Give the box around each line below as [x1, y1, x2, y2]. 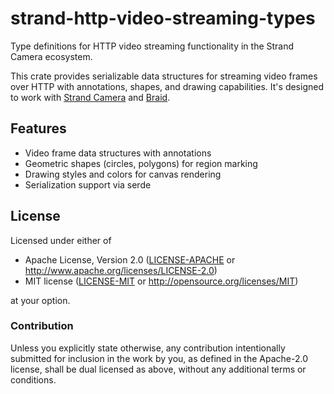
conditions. [10, 373, 57, 386]
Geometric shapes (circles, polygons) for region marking [24, 157, 258, 169]
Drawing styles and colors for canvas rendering [24, 168, 222, 180]
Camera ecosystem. [10, 50, 93, 62]
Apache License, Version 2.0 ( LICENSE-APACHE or [24, 253, 236, 266]
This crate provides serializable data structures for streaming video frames [10, 70, 318, 82]
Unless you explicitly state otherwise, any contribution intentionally [10, 342, 286, 354]
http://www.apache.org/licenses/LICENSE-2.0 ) [24, 264, 218, 276]
